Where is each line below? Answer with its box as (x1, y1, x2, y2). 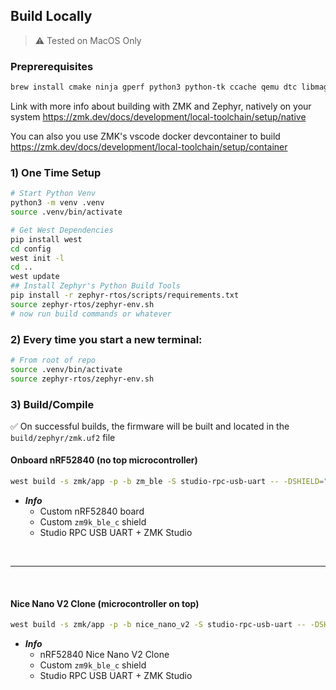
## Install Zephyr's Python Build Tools (10, 281, 182, 291)
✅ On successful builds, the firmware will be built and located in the (10, 420, 290, 432)
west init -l (10, 253, 65, 263)
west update (10, 272, 60, 282)
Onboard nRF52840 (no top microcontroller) (10, 454, 198, 466)
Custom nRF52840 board (39, 505, 145, 517)
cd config (10, 244, 52, 254)
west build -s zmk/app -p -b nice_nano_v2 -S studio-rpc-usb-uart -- (10, 620, 307, 630)
